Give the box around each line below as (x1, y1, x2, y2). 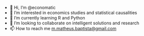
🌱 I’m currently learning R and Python (9, 15, 85, 20)
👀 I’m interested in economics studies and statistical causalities (9, 10, 137, 16)
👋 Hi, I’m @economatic (9, 5, 56, 10)
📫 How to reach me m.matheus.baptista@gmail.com (9, 26, 117, 31)
